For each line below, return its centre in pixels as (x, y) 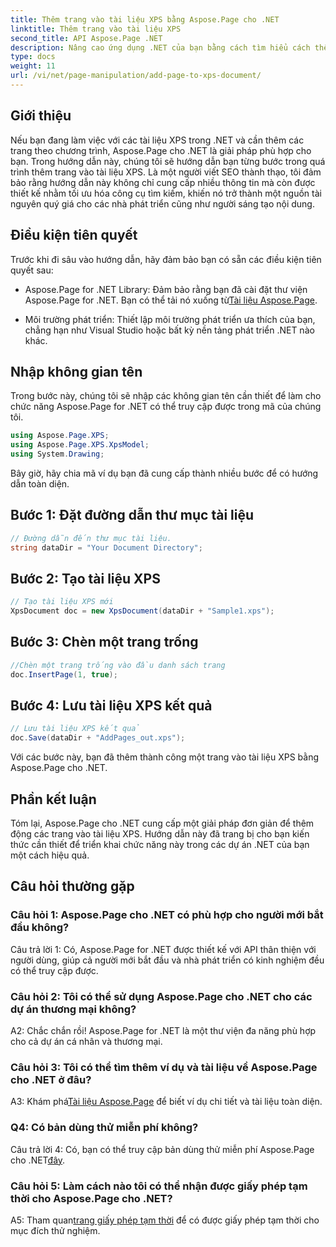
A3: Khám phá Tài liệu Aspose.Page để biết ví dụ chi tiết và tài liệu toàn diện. (166, 1102)
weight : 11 (33, 66)
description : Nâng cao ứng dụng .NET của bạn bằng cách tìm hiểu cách (160, 47)
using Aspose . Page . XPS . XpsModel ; (80, 445)
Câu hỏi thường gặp (72, 886)
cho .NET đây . (38, 1160)
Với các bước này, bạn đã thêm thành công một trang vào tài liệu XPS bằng (165, 757)
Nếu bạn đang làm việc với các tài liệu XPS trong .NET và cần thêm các (157, 140)
